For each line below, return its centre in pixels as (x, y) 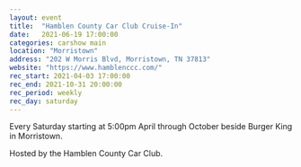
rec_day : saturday (44, 101)
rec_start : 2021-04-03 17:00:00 (70, 76)
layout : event (36, 18)
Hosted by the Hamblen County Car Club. (86, 154)
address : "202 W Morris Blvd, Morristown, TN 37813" (110, 59)
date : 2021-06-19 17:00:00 (64, 34)
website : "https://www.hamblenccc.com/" (86, 68)
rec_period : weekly (46, 92)
